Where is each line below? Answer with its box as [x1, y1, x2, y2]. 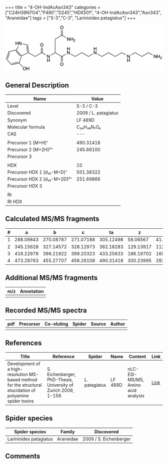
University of [46, 382, 73, 388]
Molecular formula [7, 124, 45, 130]
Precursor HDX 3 [7, 183, 42, 189]
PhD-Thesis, [46, 377, 73, 383]
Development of [7, 361, 40, 367]
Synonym [7, 117, 27, 123]
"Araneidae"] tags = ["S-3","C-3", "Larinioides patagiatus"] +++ [5, 15, 136, 21]
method [21, 377, 37, 383]
